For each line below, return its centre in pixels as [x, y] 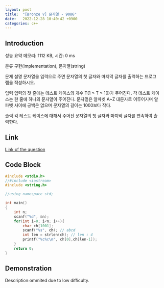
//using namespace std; [29, 194]
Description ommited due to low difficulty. [47, 280]
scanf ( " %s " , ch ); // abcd [49, 230]
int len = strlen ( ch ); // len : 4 [58, 235]
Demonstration [29, 269]
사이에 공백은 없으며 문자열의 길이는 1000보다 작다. [63, 105]
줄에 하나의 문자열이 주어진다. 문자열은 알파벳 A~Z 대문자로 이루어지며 [86, 99]
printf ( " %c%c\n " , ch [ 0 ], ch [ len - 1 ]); [60, 239]
